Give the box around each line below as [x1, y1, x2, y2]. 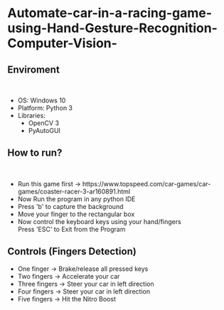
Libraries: [17, 112, 46, 119]
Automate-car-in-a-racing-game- [7, 5, 212, 21]
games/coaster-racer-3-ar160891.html [17, 187, 130, 196]
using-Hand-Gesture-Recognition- [7, 20, 218, 36]
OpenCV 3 [28, 119, 59, 127]
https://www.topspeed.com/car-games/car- [82, 179, 211, 188]
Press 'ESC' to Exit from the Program [17, 225, 126, 233]
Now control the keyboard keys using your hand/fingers [17, 217, 181, 225]
